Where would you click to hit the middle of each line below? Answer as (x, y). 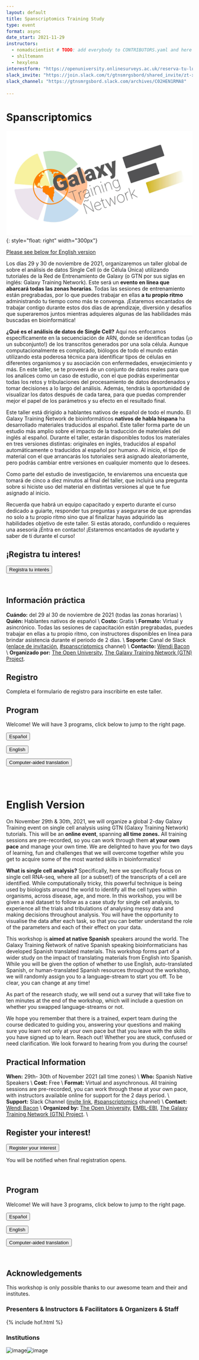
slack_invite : (24, 75)
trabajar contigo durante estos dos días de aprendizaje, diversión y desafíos (99, 307)
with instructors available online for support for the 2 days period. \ (88, 1095)
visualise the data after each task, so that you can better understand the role (99, 921)
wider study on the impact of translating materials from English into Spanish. (99, 958)
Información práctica (46, 600)
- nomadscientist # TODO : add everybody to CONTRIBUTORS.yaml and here (102, 50)
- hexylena (25, 62)
